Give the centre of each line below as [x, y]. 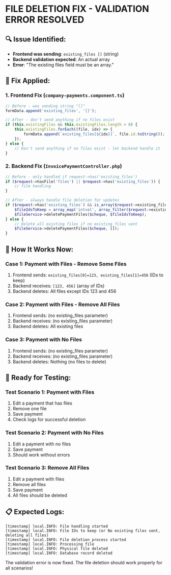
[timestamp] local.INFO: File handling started [57, 526]
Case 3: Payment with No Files [44, 340]
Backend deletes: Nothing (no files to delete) [60, 361]
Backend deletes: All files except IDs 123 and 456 [64, 291]
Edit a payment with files [38, 479]
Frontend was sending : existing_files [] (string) [66, 54]
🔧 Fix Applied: [28, 81]
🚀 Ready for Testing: [38, 377]
